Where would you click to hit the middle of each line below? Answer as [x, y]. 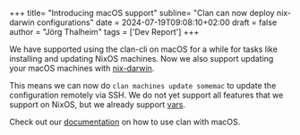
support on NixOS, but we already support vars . [98, 105]
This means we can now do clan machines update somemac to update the [143, 85]
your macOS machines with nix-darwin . [82, 68]
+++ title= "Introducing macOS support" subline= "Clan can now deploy [142, 13]
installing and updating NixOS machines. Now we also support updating [141, 59]
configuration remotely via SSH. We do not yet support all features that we [146, 95]
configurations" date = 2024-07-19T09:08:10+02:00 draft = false [157, 22]
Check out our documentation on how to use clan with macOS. [125, 122]
